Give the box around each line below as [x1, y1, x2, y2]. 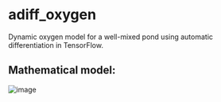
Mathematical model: [8, 64, 116, 77]
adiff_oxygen [8, 6, 97, 24]
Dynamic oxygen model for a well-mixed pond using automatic [8, 32, 213, 41]
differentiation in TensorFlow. [8, 40, 103, 49]
